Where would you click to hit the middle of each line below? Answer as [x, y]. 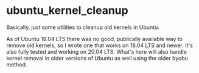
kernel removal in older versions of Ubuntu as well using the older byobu [97, 58]
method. [17, 65]
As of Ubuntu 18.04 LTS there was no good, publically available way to [94, 39]
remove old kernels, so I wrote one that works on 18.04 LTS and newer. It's [100, 45]
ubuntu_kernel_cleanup [68, 11]
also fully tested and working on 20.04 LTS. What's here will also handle [97, 51]
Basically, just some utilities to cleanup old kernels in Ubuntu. [83, 27]
